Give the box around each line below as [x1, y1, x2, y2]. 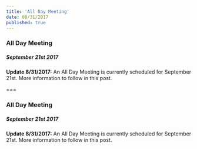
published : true [6, 19, 46, 25]
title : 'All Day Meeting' [6, 8, 69, 15]
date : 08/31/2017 [6, 14, 49, 20]
